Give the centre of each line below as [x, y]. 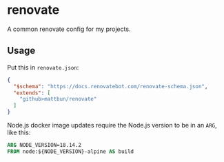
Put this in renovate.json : [43, 67]
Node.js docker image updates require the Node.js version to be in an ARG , [112, 125]
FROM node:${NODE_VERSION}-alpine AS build [71, 151]
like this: [19, 132]
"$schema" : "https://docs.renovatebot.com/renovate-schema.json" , [111, 86]
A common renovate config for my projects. [69, 29]
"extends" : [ [32, 93]
